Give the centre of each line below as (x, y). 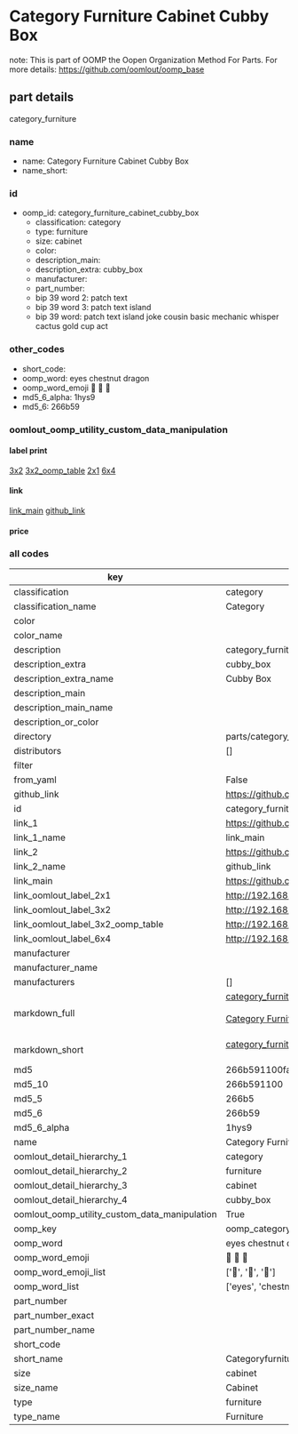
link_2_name (40, 866)
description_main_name (63, 707)
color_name (38, 635)
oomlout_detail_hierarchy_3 (71, 1185)
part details (42, 97)
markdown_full (44, 1013)
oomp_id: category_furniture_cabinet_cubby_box (110, 213)
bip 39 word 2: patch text (82, 298)
